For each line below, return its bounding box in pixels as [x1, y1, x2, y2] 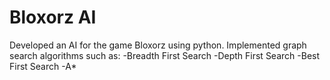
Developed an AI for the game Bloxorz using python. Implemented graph [9, 39, 307, 51]
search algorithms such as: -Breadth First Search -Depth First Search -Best [9, 49, 321, 61]
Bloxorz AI [9, 6, 97, 29]
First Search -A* [9, 60, 77, 72]
